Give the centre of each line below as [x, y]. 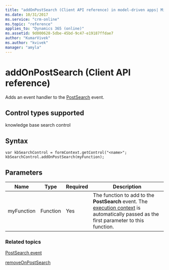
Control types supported [45, 113]
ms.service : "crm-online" [32, 19]
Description [127, 186]
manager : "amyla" [23, 47]
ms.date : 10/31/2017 [27, 15]
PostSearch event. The [120, 201]
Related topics [23, 242]
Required [77, 186]
